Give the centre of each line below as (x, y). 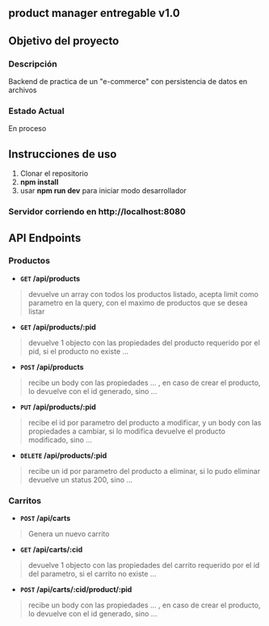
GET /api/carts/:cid (51, 550)
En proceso (27, 129)
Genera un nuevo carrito (69, 534)
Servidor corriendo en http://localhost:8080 (97, 212)
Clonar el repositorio (54, 174)
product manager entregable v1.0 (94, 13)
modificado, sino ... (60, 439)
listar (36, 311)
